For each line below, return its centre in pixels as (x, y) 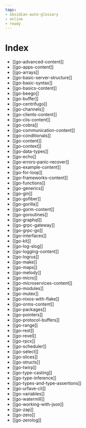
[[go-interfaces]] (29, 236)
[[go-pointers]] (27, 315)
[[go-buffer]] (25, 99)
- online (14, 19)
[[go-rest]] (23, 331)
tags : (11, 10)
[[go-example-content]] (36, 167)
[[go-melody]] (27, 273)
